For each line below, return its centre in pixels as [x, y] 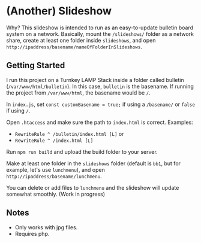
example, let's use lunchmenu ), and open [55, 169]
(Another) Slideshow [59, 11]
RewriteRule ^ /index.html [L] [54, 141]
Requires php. [32, 233]
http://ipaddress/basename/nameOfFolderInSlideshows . [74, 47]
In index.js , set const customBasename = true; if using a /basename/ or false [100, 104]
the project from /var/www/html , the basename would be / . [79, 92]
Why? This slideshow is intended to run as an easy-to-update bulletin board [100, 28]
